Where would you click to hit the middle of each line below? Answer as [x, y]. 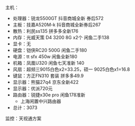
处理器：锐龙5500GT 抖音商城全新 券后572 [58, 18]
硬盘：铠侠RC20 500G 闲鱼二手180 [50, 50]
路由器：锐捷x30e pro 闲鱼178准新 [49, 95]
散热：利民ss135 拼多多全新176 [45, 31]
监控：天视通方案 [23, 118]
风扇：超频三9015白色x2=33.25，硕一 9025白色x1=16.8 [71, 69]
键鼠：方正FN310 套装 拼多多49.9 [48, 76]
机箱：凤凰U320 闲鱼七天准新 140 [49, 63]
